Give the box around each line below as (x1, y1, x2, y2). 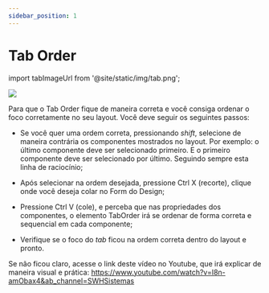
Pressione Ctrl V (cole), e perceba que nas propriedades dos (19, 202, 222, 212)
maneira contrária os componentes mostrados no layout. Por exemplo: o (19, 136, 259, 146)
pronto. (19, 243, 44, 253)
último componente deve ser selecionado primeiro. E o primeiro (19, 145, 230, 155)
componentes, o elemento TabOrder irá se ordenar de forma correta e (19, 210, 252, 220)
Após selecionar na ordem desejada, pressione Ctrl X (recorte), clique (19, 178, 251, 188)
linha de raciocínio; (19, 162, 84, 171)
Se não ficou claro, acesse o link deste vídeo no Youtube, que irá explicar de (8, 258, 262, 268)
